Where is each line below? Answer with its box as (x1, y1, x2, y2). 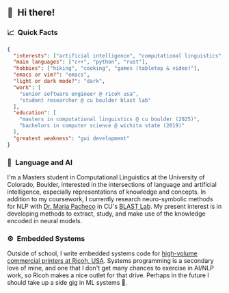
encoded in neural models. (7, 216, 83, 225)
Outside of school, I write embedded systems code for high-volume (7, 249, 198, 257)
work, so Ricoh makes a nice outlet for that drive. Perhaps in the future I (7, 271, 210, 279)
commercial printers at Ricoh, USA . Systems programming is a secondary (7, 257, 214, 265)
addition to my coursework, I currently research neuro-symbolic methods (7, 194, 213, 203)
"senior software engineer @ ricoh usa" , (19, 90, 139, 97)
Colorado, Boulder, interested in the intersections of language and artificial (7, 180, 217, 188)
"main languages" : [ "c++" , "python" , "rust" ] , (13, 59, 148, 66)
